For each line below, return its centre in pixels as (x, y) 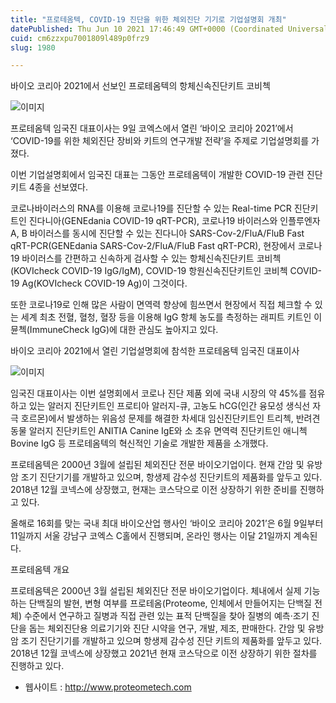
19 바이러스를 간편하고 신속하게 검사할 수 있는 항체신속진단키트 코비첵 (146, 258)
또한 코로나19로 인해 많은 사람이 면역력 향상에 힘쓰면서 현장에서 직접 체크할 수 (161, 305)
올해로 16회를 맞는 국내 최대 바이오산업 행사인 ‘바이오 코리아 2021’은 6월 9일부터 (167, 523)
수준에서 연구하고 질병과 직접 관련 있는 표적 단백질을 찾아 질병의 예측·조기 (166, 616)
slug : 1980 (33, 47)
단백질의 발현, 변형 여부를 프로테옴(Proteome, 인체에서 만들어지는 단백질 (170, 603)
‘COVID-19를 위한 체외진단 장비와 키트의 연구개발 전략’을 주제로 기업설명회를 (160, 141)
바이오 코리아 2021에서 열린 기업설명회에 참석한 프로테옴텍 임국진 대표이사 (155, 351)
